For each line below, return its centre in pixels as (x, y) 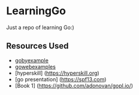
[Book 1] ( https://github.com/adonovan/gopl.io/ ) (74, 85)
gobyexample (32, 60)
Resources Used (37, 46)
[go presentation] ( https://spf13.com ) (61, 79)
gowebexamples (35, 66)
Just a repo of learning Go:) (40, 27)
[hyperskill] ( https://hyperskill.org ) (57, 73)
